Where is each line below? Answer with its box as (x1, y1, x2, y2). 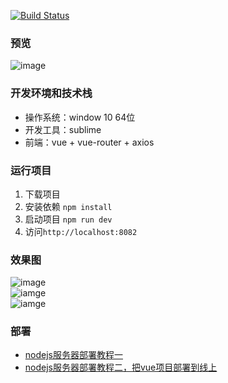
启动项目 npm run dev (24, 213, 113, 225)
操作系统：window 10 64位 (24, 111, 136, 123)
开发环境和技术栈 (10, 86, 93, 100)
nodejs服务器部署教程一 (24, 349, 123, 361)
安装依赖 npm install (24, 200, 113, 212)
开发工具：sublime (24, 123, 102, 135)
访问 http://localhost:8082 (24, 225, 138, 237)
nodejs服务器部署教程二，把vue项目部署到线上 (24, 361, 218, 374)
